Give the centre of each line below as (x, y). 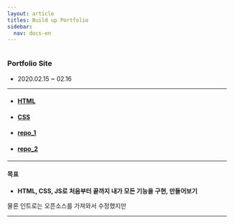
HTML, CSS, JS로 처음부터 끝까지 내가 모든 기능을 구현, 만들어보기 (107, 191)
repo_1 (27, 133)
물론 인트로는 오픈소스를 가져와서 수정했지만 (67, 205)
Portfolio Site (30, 63)
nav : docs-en (32, 33)
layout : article (31, 14)
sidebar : (20, 26)
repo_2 (28, 149)
